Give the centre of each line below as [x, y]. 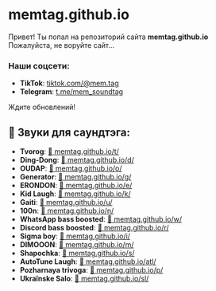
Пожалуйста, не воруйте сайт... [62, 45]
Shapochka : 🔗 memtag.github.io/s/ [77, 254]
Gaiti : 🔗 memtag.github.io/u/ [66, 203]
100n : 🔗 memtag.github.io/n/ [67, 211]
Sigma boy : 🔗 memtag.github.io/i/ [75, 236]
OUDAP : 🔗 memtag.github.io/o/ [71, 168]
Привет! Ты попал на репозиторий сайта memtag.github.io [108, 37]
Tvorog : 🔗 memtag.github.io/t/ [69, 151]
